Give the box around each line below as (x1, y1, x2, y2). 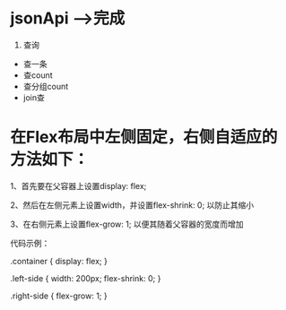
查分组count (22, 81, 69, 91)
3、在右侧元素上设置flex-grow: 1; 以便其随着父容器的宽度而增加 (10, 219, 244, 229)
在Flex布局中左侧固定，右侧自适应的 (10, 127, 278, 148)
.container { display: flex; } (10, 255, 108, 266)
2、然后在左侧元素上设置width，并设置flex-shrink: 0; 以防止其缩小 (10, 199, 255, 211)
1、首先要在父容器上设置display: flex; (10, 180, 147, 191)
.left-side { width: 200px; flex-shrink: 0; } (10, 272, 161, 283)
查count (22, 69, 53, 81)
